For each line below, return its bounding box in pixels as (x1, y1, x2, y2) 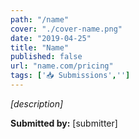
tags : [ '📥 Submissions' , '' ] (10, 71, 131, 81)
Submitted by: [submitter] (10, 117, 118, 129)
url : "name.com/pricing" (10, 61, 114, 71)
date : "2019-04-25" (10, 33, 92, 43)
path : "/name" (10, 14, 70, 25)
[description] (10, 97, 64, 110)
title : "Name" (10, 42, 70, 53)
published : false (10, 52, 83, 62)
